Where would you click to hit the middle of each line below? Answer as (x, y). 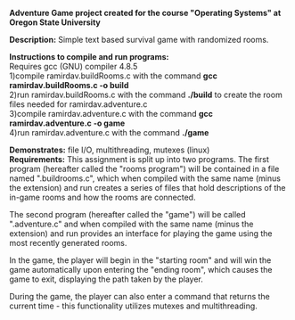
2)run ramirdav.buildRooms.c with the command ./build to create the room (146, 94)
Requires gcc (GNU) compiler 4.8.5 (74, 66)
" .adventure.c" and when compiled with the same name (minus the (131, 224)
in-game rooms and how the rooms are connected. (102, 197)
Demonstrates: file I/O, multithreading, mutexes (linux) (110, 150)
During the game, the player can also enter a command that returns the (139, 296)
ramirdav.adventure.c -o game (67, 123)
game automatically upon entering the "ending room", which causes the (141, 270)
